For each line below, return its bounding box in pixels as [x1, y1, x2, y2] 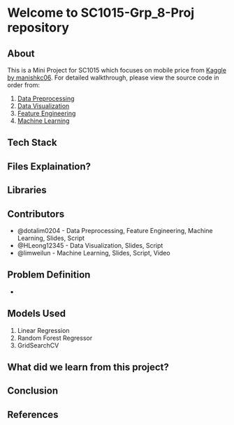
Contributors [7, 208, 65, 220]
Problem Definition [7, 269, 91, 281]
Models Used [7, 308, 66, 320]
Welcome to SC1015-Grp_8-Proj [7, 5, 195, 21]
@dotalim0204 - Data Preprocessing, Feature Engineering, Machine [17, 226, 213, 234]
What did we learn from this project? [7, 361, 170, 373]
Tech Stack [7, 137, 57, 149]
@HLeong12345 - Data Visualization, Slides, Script [17, 241, 163, 249]
